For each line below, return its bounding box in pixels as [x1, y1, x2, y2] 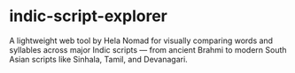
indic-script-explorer [9, 6, 168, 26]
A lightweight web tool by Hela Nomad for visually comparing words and [9, 35, 273, 46]
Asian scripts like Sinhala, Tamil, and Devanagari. [9, 54, 188, 64]
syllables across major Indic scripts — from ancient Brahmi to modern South [9, 44, 287, 55]
